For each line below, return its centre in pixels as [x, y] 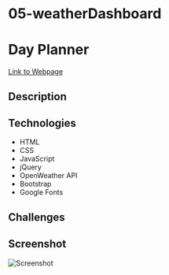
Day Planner [49, 50]
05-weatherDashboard [85, 14]
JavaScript [37, 159]
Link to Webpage [36, 72]
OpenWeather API [48, 176]
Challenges [37, 217]
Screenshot [37, 244]
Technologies [42, 123]
